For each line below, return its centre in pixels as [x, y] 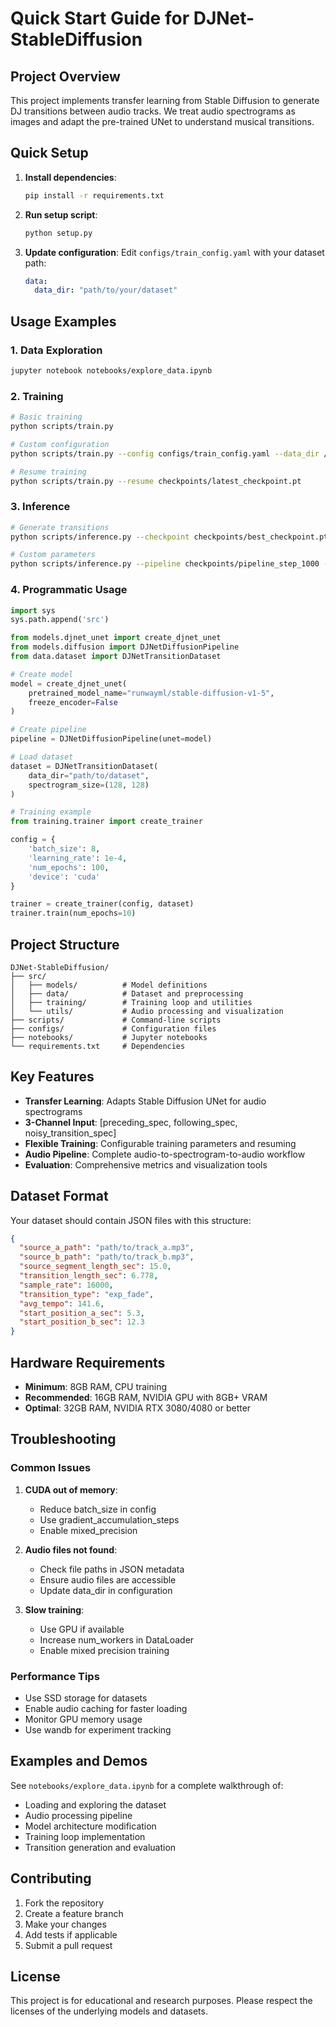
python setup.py [58, 233]
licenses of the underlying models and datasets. [109, 2011]
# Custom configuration [60, 444]
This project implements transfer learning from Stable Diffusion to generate [165, 100]
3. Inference [40, 507]
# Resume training [48, 472]
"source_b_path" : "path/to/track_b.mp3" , [107, 1257]
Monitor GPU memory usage [83, 1719]
